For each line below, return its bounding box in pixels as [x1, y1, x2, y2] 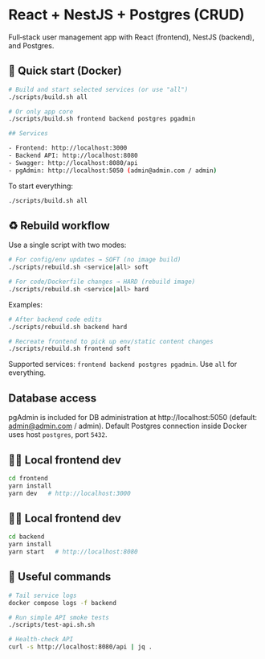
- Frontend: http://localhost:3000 [8, 144, 128, 152]
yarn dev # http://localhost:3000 [8, 489, 131, 497]
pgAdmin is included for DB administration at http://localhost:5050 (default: [8, 413, 258, 422]
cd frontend [8, 474, 48, 482]
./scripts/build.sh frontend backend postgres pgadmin [8, 115, 196, 123]
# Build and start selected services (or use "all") [8, 85, 189, 93]
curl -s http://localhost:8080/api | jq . [8, 643, 153, 651]
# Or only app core [8, 107, 74, 116]
